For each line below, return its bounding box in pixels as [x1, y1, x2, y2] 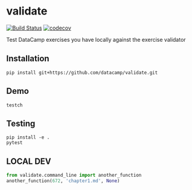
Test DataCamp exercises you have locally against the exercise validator [6, 36, 186, 43]
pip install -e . [6, 134, 50, 140]
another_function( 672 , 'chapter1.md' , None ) [6, 178, 120, 184]
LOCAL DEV [6, 156, 51, 166]
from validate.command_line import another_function [6, 172, 142, 179]
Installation [6, 53, 50, 64]
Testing [6, 118, 36, 128]
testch [6, 102, 23, 108]
